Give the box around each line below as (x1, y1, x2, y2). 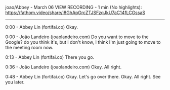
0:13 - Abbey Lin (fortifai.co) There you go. (5, 54, 95, 60)
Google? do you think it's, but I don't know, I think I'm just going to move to (5, 39, 161, 45)
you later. (5, 79, 25, 85)
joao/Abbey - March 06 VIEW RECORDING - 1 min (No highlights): (5, 5, 142, 10)
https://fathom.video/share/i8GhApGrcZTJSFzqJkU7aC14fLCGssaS (5, 10, 146, 16)
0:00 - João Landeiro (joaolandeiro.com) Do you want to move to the (5, 34, 149, 40)
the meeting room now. (5, 45, 54, 50)
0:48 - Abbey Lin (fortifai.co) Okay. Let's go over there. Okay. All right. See (5, 74, 161, 79)
